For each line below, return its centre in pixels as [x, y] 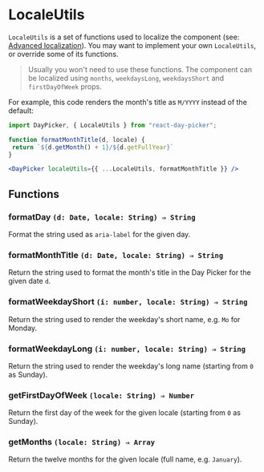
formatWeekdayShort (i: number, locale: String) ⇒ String [128, 302]
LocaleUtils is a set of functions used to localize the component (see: [124, 37]
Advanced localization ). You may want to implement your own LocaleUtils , [132, 45]
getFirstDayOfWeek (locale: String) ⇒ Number [102, 395]
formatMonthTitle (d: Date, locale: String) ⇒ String [116, 255]
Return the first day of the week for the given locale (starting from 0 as [124, 413]
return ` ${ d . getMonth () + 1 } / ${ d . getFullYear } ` [93, 147]
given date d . [30, 281]
